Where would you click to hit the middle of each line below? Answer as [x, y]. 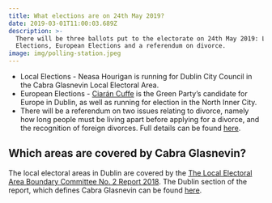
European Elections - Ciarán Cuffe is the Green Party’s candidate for [134, 93]
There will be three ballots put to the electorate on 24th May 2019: [137, 38]
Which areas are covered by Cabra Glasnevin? [127, 153]
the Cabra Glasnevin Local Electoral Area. [89, 85]
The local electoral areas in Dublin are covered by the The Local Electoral [130, 173]
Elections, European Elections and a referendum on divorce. [121, 46]
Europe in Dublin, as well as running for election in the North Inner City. [138, 102]
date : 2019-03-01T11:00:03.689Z [63, 23]
